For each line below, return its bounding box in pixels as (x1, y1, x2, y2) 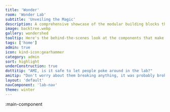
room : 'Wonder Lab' (5, 12, 47, 17)
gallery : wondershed (5, 31, 49, 36)
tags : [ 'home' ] (5, 40, 37, 45)
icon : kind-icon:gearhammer (5, 49, 65, 54)
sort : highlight (5, 59, 39, 64)
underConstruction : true (5, 64, 58, 69)
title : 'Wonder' (5, 7, 39, 13)
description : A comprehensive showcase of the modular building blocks (5, 21, 159, 27)
